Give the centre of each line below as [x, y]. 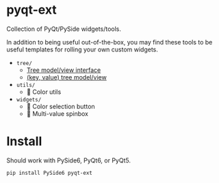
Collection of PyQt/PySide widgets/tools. [64, 29]
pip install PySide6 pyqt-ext [50, 173]
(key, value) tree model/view [66, 77]
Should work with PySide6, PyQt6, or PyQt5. [69, 160]
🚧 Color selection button [61, 106]
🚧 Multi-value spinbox [57, 113]
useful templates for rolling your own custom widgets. [82, 49]
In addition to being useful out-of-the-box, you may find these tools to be [109, 42]
